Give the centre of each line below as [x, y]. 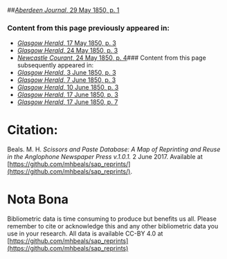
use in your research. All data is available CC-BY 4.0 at [85, 234]
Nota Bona [38, 200]
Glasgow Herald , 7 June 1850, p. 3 [66, 80]
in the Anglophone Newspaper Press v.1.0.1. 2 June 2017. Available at [105, 157]
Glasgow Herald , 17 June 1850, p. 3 [68, 95]
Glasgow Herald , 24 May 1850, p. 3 [67, 51]
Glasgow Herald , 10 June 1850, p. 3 [68, 87]
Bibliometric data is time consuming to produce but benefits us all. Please [112, 219]
